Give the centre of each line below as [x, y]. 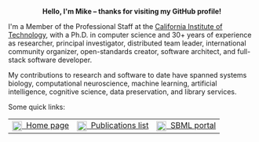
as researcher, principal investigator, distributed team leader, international [127, 43]
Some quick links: [36, 107]
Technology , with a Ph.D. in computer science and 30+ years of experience [130, 35]
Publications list [120, 125]
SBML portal [193, 125]
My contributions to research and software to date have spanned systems [128, 75]
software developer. [60, 60]
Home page [47, 125]
